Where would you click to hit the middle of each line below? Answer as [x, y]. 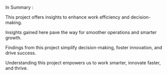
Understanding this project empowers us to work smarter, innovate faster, [83, 63]
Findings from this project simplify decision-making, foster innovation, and [84, 47]
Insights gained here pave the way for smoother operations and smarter [81, 32]
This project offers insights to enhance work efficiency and [67, 17]
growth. [14, 38]
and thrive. [17, 68]
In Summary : [19, 7]
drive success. [21, 53]
